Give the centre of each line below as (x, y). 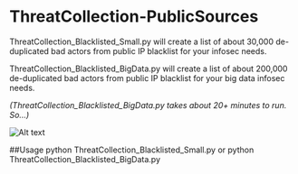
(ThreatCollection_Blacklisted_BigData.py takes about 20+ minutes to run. (148, 105)
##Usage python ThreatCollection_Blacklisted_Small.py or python (132, 150)
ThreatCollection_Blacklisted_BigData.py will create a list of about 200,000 (149, 69)
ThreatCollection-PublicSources (134, 17)
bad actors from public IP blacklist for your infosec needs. (159, 50)
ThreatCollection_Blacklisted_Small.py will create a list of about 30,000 (142, 41)
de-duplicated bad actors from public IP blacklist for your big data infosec (147, 78)
